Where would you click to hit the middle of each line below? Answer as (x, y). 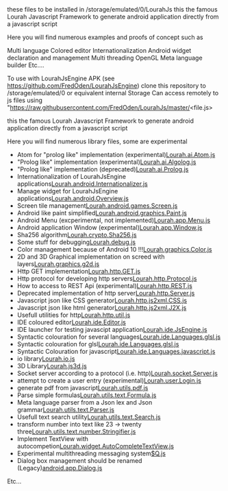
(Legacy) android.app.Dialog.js (60, 468)
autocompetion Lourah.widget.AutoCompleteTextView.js (96, 446)
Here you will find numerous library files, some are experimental (97, 141)
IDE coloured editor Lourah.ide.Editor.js (72, 322)
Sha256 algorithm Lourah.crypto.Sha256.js (77, 235)
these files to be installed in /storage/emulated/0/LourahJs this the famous (112, 9)
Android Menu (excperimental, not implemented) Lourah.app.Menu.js (114, 220)
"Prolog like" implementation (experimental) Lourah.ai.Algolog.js (106, 162)
